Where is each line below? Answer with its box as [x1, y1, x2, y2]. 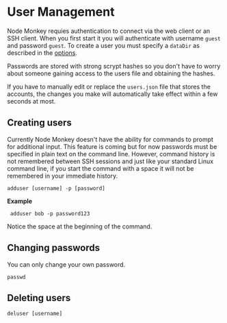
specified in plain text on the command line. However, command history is [7, 149, 215, 158]
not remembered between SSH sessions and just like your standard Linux [7, 157, 214, 165]
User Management [7, 4, 115, 20]
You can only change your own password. [7, 260, 126, 268]
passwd [7, 274, 26, 280]
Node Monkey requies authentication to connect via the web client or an [7, 27, 211, 35]
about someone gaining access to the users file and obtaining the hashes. [7, 69, 215, 77]
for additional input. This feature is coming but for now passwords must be [7, 142, 217, 151]
